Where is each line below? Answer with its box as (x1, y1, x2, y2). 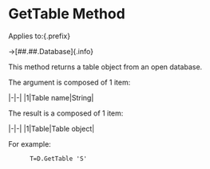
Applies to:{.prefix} (8, 31, 70, 41)
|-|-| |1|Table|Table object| (8, 124, 95, 133)
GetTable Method (8, 5, 125, 23)
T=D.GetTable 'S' (29, 155, 88, 163)
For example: (8, 139, 52, 148)
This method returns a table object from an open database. (8, 61, 203, 72)
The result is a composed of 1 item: (8, 108, 124, 118)
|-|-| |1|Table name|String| (8, 92, 94, 102)
